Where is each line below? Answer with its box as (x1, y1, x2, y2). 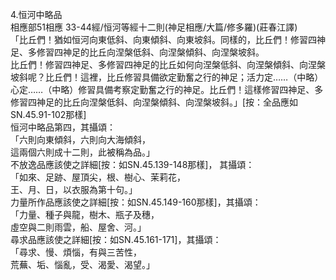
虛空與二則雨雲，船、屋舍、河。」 (10, 221, 147, 233)
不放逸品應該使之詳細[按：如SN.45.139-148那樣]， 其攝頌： (10, 159, 255, 170)
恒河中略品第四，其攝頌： (10, 121, 116, 133)
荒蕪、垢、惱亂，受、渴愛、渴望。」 (10, 259, 155, 270)
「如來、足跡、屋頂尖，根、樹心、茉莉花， (10, 171, 186, 183)
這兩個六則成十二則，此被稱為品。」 (10, 146, 155, 158)
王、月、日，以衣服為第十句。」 (10, 184, 138, 195)
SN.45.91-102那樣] (10, 109, 87, 120)
